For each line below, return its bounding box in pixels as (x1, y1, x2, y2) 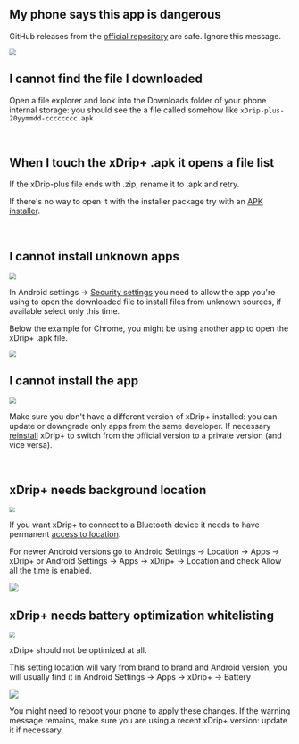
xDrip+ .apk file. (9, 333, 69, 343)
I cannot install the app (9, 373, 139, 388)
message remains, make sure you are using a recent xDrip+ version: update (9, 715, 288, 725)
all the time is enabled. (9, 566, 92, 576)
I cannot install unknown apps (9, 249, 180, 264)
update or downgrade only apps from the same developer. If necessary (9, 421, 271, 432)
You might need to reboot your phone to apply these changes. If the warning (9, 705, 291, 716)
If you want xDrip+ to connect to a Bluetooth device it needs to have (9, 519, 261, 530)
